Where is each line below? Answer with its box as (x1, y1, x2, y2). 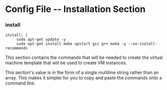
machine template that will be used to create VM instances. (5, 60, 127, 66)
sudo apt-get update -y (16, 37, 66, 42)
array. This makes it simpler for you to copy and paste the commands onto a (5, 75, 162, 81)
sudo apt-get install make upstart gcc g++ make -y (16, 41, 126, 46)
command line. (5, 80, 36, 86)
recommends (5, 46, 28, 51)
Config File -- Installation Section (5, 3, 146, 15)
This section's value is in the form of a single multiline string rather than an (5, 69, 159, 75)
